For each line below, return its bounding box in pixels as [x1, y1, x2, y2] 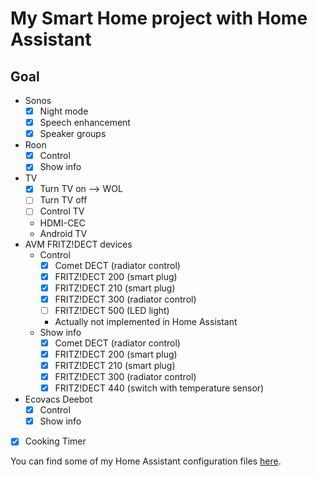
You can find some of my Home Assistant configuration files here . [10, 455, 282, 467]
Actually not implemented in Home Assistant [54, 315, 238, 327]
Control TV [39, 205, 85, 217]
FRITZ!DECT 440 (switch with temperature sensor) [54, 382, 265, 394]
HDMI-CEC [39, 217, 86, 229]
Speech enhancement [39, 117, 131, 129]
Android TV [39, 227, 88, 239]
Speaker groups [39, 128, 107, 140]
